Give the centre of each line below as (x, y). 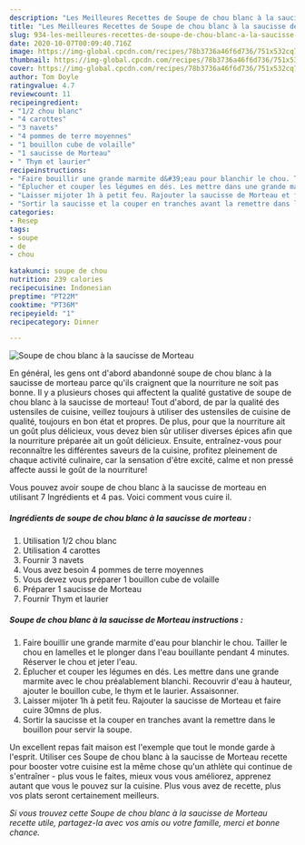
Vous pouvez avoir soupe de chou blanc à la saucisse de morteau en (138, 488)
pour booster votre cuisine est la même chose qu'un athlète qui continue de (151, 767)
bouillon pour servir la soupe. (77, 729)
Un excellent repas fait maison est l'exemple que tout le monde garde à (142, 748)
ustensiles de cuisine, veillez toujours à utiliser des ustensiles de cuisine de (150, 412)
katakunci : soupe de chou (58, 271)
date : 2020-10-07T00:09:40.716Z (70, 43)
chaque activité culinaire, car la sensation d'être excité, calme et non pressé (152, 460)
